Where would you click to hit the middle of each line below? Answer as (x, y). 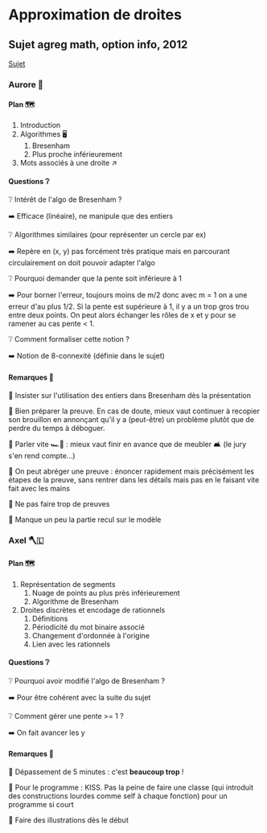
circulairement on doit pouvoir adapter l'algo (82, 263)
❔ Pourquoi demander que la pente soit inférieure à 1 (95, 278)
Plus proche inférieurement (77, 154)
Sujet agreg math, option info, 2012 (98, 45)
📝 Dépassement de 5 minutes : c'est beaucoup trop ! (96, 772)
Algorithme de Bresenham (75, 601)
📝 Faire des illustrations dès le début (68, 820)
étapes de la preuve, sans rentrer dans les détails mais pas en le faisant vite (134, 479)
